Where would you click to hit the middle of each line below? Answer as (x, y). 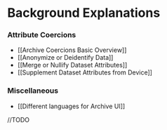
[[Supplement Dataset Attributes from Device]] (85, 72)
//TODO (19, 119)
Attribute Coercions (42, 35)
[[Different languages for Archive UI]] (71, 106)
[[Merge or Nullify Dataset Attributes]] (72, 65)
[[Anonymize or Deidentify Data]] (65, 58)
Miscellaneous (33, 91)
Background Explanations (84, 13)
